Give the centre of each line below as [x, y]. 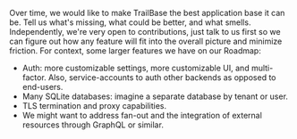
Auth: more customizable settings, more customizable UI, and [136, 68]
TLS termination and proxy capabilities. [94, 106]
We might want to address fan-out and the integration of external [142, 115]
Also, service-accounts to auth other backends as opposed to [162, 78]
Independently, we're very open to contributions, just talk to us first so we [145, 32]
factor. [34, 78]
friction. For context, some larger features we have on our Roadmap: [135, 51]
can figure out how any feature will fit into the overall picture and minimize [146, 41]
